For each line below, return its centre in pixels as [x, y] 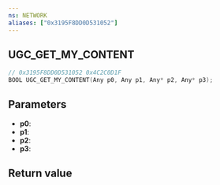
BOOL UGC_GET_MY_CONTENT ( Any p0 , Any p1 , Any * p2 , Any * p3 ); [111, 80]
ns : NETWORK [28, 15]
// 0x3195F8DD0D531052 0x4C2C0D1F [65, 73]
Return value [40, 174]
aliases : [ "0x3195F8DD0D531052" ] [63, 23]
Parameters [37, 104]
